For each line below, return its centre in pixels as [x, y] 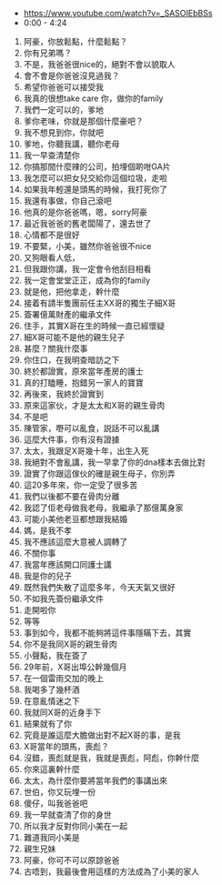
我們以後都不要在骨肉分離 [71, 496]
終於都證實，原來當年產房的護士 [83, 371]
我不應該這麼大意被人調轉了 [76, 542]
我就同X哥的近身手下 [62, 712]
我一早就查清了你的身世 [67, 815]
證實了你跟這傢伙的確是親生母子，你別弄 [99, 473]
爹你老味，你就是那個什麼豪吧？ [83, 121]
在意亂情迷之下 [51, 701]
